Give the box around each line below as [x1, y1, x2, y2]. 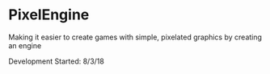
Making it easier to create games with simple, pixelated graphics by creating [8, 32, 263, 42]
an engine [8, 40, 42, 50]
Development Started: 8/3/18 [8, 56, 105, 66]
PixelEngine [8, 6, 90, 24]
